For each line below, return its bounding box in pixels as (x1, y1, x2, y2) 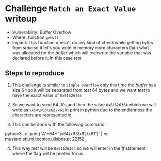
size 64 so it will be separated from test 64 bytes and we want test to (12, 87, 150, 93)
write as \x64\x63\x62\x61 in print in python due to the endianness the (12, 107, 152, 113)
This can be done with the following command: (12, 121, 106, 127)
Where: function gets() (12, 34, 59, 40)
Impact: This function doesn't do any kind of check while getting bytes (12, 39, 153, 45)
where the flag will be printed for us (12, 150, 83, 156)
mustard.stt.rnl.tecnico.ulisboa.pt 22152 (5, 136, 84, 142)
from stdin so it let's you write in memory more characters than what (12, 45, 149, 50)
